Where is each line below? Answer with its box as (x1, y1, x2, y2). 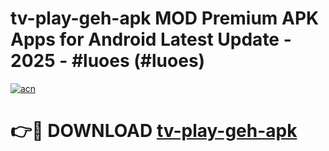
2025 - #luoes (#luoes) (10, 50, 206, 72)
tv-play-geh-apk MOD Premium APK (10, 7, 320, 30)
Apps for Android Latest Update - (10, 28, 292, 51)
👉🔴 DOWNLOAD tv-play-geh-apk (10, 120, 298, 142)
